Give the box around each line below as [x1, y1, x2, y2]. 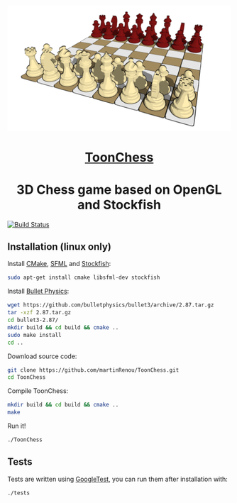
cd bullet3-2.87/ [7, 316, 59, 324]
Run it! [7, 421, 26, 431]
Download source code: [7, 352, 77, 360]
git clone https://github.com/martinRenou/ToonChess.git [7, 366, 180, 374]
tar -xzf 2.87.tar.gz [7, 309, 72, 316]
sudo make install [7, 331, 62, 338]
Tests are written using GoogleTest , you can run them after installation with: [7, 475, 228, 483]
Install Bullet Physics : [7, 287, 70, 296]
